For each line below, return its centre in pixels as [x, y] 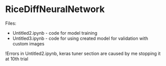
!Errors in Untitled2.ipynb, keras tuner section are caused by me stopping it [83, 53]
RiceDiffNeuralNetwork [55, 9]
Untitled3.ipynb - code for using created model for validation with [80, 38]
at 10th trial [17, 58]
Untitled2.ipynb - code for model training [55, 33]
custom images [28, 43]
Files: [11, 23]
